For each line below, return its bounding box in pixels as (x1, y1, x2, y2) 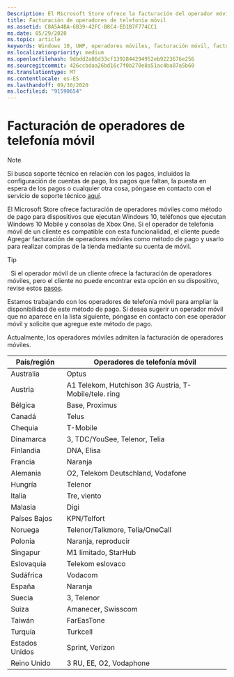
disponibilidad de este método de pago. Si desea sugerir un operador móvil (7, 305, 224, 314)
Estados (10, 639, 38, 648)
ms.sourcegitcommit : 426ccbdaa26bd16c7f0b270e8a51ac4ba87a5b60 (7, 62, 195, 69)
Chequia (10, 423, 38, 433)
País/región (15, 357, 55, 367)
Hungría (10, 480, 37, 489)
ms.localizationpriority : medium (7, 50, 104, 56)
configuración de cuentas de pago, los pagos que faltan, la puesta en (7, 177, 207, 185)
